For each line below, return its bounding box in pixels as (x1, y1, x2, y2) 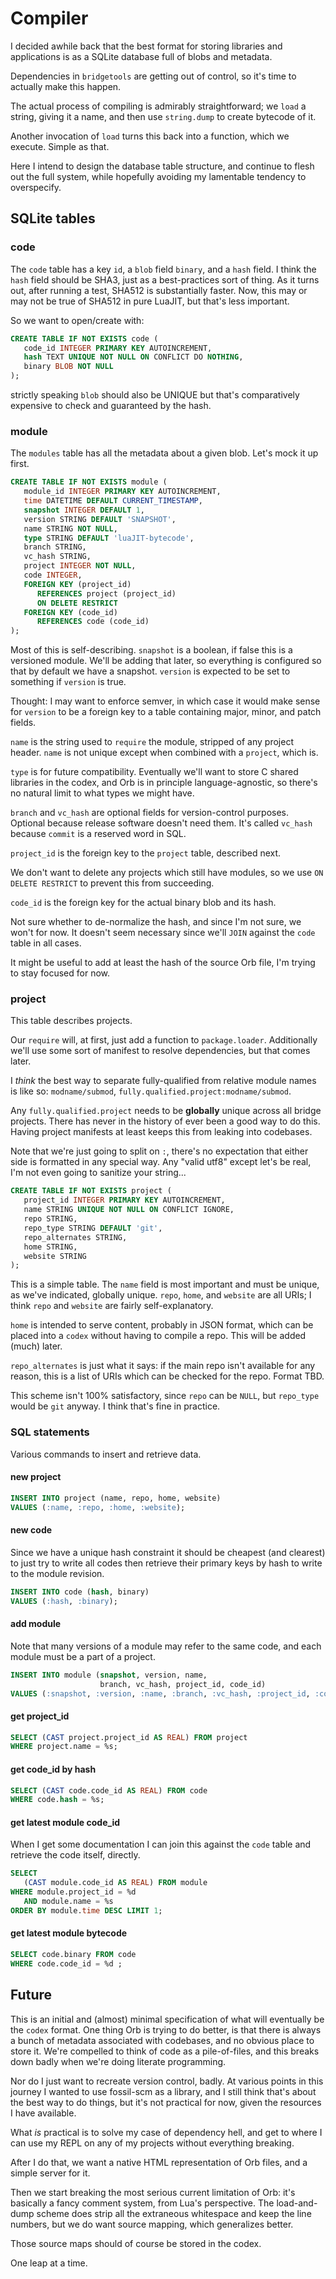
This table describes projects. (10, 1015, 133, 1027)
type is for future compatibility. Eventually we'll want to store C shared (10, 766, 299, 778)
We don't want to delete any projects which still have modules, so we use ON (10, 867, 324, 879)
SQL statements (10, 1425, 90, 1439)
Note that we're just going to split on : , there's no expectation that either (10, 1145, 309, 1157)
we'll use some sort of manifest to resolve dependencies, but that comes (10, 1045, 311, 1057)
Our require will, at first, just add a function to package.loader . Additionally (10, 1034, 318, 1046)
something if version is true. (10, 676, 127, 688)
